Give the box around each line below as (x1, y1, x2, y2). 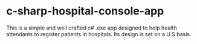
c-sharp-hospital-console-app (6, 4, 164, 18)
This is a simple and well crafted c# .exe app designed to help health (6, 24, 177, 31)
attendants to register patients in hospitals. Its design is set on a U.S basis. (6, 30, 192, 37)
